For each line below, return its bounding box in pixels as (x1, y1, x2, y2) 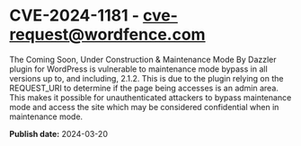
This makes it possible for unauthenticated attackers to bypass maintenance (9, 91, 292, 103)
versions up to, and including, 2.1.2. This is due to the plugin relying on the (9, 73, 284, 83)
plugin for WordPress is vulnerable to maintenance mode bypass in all (9, 64, 268, 74)
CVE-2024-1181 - (9, 5, 140, 26)
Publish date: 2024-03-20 (9, 128, 108, 139)
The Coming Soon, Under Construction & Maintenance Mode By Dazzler (9, 54, 277, 64)
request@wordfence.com (9, 24, 206, 45)
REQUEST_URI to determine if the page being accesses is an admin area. (9, 82, 279, 93)
